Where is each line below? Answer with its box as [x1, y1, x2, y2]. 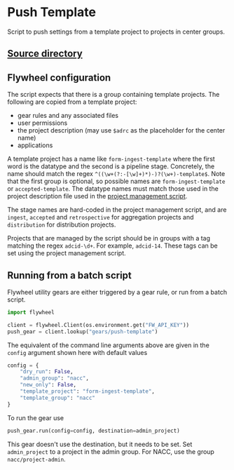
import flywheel [7, 309, 55, 316]
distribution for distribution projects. [7, 220, 116, 229]
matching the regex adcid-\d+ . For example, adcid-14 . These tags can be [7, 241, 219, 250]
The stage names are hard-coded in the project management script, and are [7, 206, 227, 214]
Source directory [7, 48, 83, 60]
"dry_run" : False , [20, 368, 74, 375]
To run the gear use [7, 413, 64, 422]
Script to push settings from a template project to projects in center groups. [7, 27, 226, 36]
